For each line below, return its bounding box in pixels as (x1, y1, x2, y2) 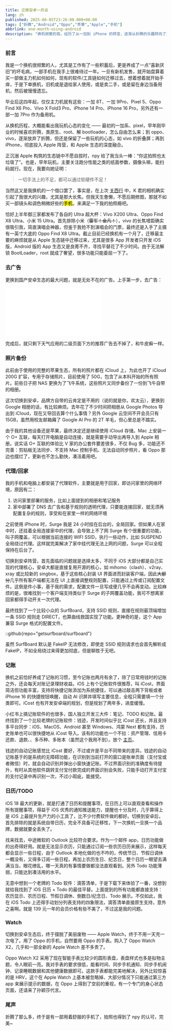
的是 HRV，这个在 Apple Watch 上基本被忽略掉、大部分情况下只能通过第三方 (5, 974, 166, 981)
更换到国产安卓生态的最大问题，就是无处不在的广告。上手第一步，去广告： (5, 276, 162, 283)
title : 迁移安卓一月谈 (5, 7, 49, 13)
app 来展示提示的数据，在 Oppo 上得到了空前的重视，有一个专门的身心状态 (5, 981, 164, 987)
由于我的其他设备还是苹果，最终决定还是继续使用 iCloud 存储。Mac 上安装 (5, 428, 162, 434)
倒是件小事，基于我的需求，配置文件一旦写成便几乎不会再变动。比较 (18, 583, 162, 590)
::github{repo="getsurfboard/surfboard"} (5, 631, 92, 637)
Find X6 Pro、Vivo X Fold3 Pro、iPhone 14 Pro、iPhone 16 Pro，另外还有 (5, 105, 159, 111)
